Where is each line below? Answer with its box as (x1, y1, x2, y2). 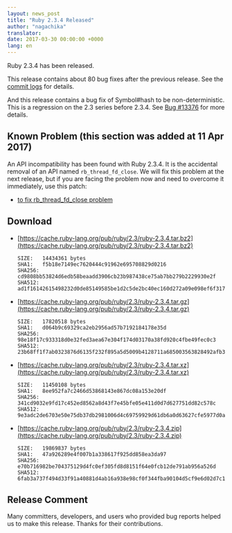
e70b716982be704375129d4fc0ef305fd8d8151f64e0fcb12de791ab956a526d (17, 463, 216, 470)
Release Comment (7, 494, 88, 506)
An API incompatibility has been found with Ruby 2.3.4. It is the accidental (7, 160, 218, 168)
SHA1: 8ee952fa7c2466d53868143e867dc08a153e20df (17, 387, 167, 394)
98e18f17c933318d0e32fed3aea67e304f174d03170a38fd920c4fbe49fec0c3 (17, 336, 216, 344)
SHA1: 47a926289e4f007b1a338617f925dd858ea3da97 (17, 450, 167, 458)
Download (7, 216, 52, 228)
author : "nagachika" (7, 23, 67, 30)
